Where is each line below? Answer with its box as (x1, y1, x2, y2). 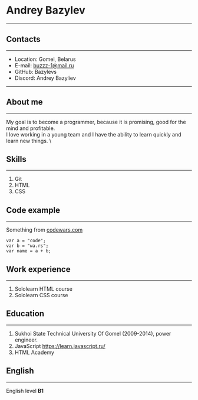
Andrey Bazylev (6, 4, 85, 17)
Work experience (6, 264, 71, 274)
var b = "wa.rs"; (6, 243, 49, 249)
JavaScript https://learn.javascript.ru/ (14, 342, 106, 349)
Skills (6, 154, 27, 164)
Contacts (6, 34, 41, 44)
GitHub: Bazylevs (14, 68, 57, 75)
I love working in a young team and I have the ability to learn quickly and (6, 131, 181, 138)
